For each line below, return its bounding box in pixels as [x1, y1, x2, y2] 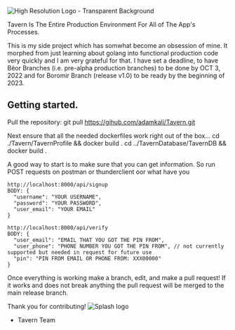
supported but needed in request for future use [7, 248, 152, 256]
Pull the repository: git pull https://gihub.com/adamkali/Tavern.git [7, 118, 196, 126]
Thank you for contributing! [7, 302, 86, 310]
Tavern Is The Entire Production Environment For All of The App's [7, 20, 196, 28]
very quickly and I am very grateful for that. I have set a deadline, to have [7, 56, 219, 65]
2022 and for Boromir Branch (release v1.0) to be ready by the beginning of [7, 71, 225, 80]
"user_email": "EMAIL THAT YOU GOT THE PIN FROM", [13, 236, 165, 243]
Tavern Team [17, 315, 56, 324]
